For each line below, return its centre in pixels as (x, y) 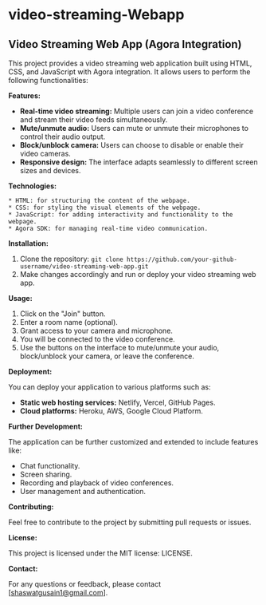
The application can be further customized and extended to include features (133, 442)
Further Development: (46, 426)
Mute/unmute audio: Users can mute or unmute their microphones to (134, 128)
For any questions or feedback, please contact (85, 584)
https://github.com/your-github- (182, 259)
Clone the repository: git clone (71, 259)
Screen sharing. (46, 474)
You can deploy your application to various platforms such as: (110, 387)
